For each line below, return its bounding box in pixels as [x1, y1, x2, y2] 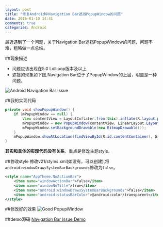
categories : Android [5, 25, 47, 30]
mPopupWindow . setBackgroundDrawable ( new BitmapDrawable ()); [22, 125, 147, 130]
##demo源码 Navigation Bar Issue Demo [5, 216, 86, 222]
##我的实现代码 [5, 97, 36, 103]
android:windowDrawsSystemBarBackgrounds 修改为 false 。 [5, 164, 118, 170]
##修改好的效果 [5, 206, 36, 212]
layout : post [5, 7, 32, 12]
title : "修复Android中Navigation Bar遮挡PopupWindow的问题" [5, 12, 123, 16]
